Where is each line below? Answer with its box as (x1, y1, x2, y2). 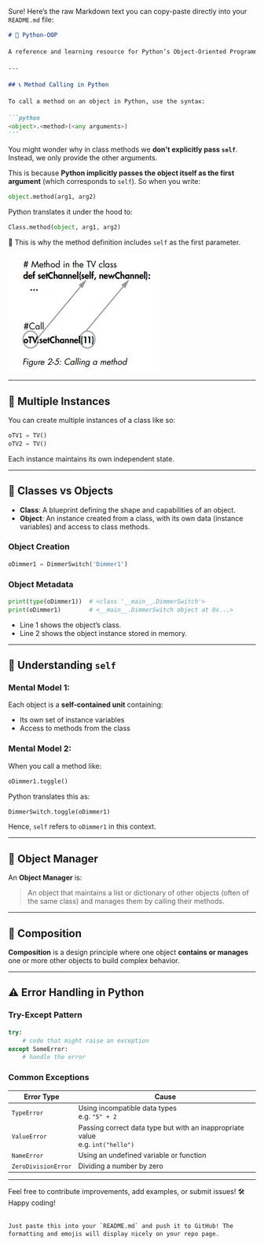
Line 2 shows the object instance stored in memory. (19, 628, 187, 638)
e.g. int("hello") (78, 1139, 135, 1149)
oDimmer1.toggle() (8, 777, 68, 785)
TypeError (11, 1108, 44, 1117)
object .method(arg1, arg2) (8, 193, 97, 201)
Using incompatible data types (78, 1104, 177, 1113)
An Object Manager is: (8, 873, 82, 883)
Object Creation (8, 542, 70, 553)
